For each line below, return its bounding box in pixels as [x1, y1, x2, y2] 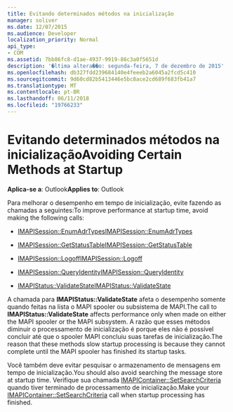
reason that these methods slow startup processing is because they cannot [7, 340, 226, 348]
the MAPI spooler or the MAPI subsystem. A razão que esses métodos [7, 317, 211, 326]
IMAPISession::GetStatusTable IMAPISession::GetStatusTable [17, 240, 193, 249]
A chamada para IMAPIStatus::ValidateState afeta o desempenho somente [7, 295, 226, 303]
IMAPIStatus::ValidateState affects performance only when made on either [7, 310, 227, 318]
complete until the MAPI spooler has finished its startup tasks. [7, 347, 187, 355]
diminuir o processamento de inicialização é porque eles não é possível [7, 324, 214, 333]
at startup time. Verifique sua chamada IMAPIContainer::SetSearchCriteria [7, 376, 221, 384]
